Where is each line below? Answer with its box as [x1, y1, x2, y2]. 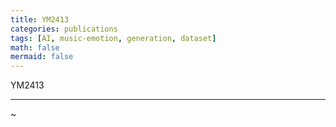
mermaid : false [10, 52, 74, 62]
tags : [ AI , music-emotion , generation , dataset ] [10, 33, 217, 43]
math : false [10, 42, 60, 53]
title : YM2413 [10, 14, 70, 25]
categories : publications [10, 24, 118, 34]
